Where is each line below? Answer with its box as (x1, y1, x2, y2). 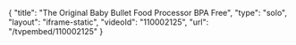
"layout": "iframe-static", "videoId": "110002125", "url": (8, 17, 209, 27)
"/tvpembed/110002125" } (8, 26, 104, 36)
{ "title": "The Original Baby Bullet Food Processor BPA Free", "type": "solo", (8, 8, 288, 18)
